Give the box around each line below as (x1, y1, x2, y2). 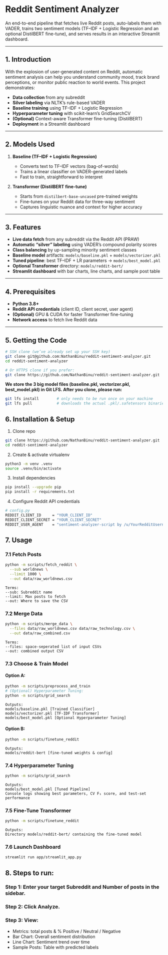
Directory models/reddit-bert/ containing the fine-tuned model (5, 832, 142, 837)
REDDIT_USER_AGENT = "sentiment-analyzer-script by (5, 522, 122, 527)
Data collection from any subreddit (12, 94, 85, 100)
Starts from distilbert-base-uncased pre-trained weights (19, 193, 138, 199)
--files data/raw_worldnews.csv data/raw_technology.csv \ (9, 626, 135, 631)
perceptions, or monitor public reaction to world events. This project (5, 79, 146, 85)
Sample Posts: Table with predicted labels (12, 944, 99, 950)
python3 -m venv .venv (5, 461, 52, 466)
